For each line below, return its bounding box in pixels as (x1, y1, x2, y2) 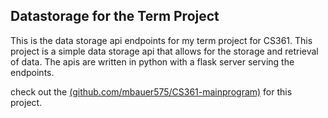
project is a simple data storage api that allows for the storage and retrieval (10, 45, 319, 57)
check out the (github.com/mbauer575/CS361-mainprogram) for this (10, 85, 293, 98)
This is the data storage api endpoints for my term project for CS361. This (10, 34, 313, 46)
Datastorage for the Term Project (10, 8, 220, 25)
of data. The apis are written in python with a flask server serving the (10, 55, 295, 68)
